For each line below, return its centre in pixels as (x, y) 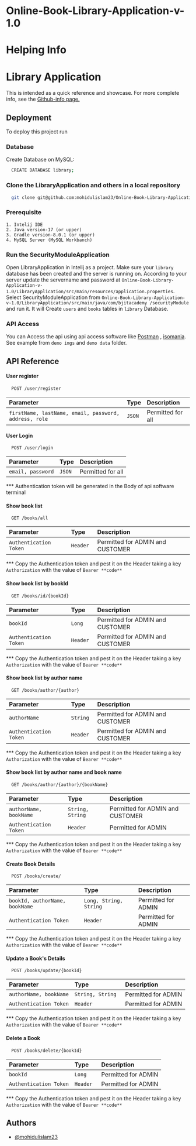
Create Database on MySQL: (40, 160)
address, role (29, 419)
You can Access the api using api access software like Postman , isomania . (96, 337)
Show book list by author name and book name (64, 772)
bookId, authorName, (37, 901)
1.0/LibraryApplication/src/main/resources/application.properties (90, 292)
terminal (16, 492)
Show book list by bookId (37, 583)
